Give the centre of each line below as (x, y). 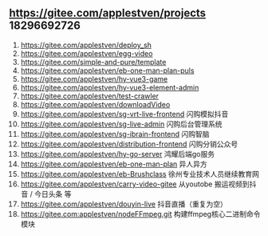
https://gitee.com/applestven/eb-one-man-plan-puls (107, 70)
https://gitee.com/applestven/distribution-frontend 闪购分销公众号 (129, 144)
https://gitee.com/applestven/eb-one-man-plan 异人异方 (114, 164)
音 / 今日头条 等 (46, 194)
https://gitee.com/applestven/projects (108, 13)
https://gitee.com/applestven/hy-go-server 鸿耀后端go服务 (117, 154)
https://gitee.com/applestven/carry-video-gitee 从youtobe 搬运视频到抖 (138, 184)
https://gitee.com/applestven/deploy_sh (86, 45)
